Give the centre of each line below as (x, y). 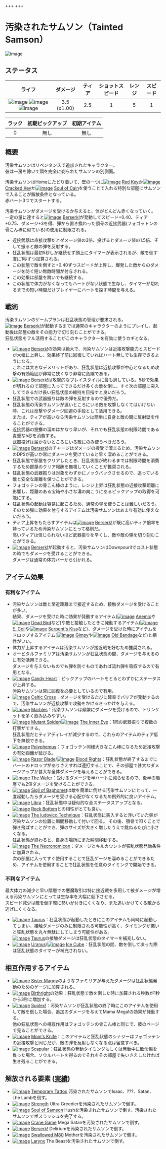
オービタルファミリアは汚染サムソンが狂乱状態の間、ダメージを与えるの (86, 654)
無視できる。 (34, 741)
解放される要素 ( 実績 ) (38, 1078)
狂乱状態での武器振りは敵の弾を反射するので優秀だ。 (66, 399)
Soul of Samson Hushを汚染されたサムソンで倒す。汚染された (94, 1110)
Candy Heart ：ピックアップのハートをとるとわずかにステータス (96, 678)
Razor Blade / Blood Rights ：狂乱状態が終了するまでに (95, 759)
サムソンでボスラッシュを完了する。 (49, 1116)
